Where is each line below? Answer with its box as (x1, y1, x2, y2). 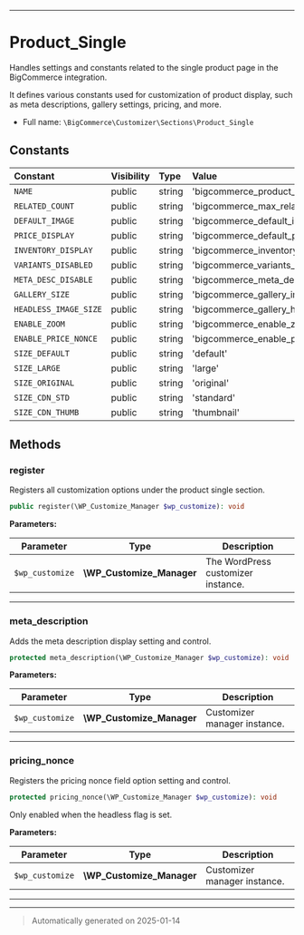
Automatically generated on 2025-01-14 (31, 915, 181, 926)
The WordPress (205, 555, 271, 568)
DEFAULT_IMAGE (14, 215, 75, 226)
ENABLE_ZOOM (14, 318, 66, 329)
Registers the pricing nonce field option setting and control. (9, 774, 231, 785)
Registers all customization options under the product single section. (9, 484, 265, 495)
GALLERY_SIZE (14, 289, 71, 299)
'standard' (192, 391, 236, 404)
